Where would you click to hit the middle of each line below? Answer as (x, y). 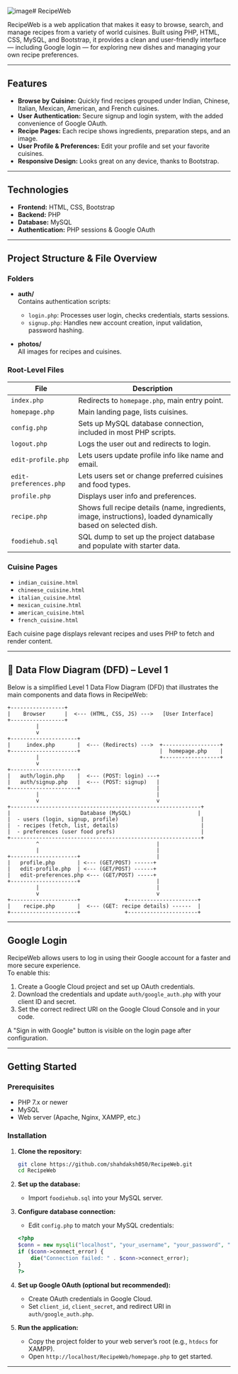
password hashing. (56, 330)
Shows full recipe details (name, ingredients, (152, 507)
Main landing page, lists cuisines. (133, 412)
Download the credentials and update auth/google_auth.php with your (119, 994)
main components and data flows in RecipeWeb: (78, 694)
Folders (21, 278)
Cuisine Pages (33, 567)
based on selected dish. (118, 525)
